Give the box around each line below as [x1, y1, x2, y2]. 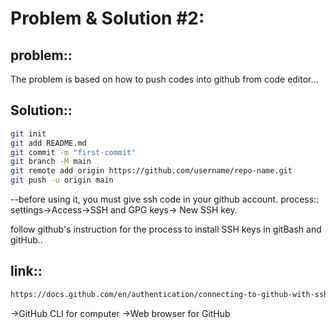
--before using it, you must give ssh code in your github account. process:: [10, 193, 320, 206]
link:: [10, 263, 43, 280]
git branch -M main [10, 157, 92, 167]
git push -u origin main [10, 175, 114, 186]
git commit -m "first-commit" [10, 147, 137, 157]
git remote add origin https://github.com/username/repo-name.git [10, 166, 293, 176]
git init [10, 128, 47, 139]
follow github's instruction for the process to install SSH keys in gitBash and [10, 223, 322, 236]
